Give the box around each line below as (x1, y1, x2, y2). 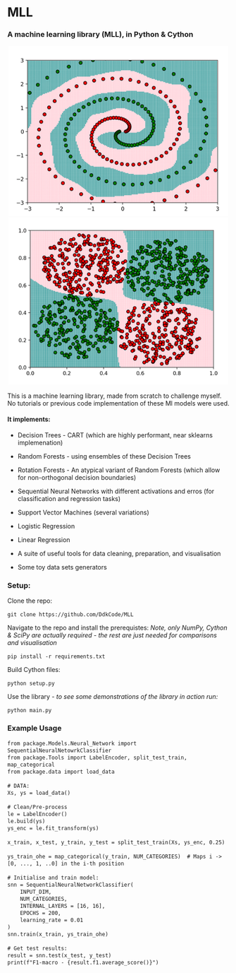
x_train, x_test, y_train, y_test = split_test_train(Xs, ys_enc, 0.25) (7, 839, 225, 847)
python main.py (7, 707, 52, 714)
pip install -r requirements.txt (7, 653, 106, 661)
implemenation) (17, 438, 63, 447)
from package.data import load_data (7, 768, 115, 776)
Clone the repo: (7, 596, 53, 605)
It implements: (7, 415, 51, 424)
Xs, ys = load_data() (7, 789, 71, 797)
